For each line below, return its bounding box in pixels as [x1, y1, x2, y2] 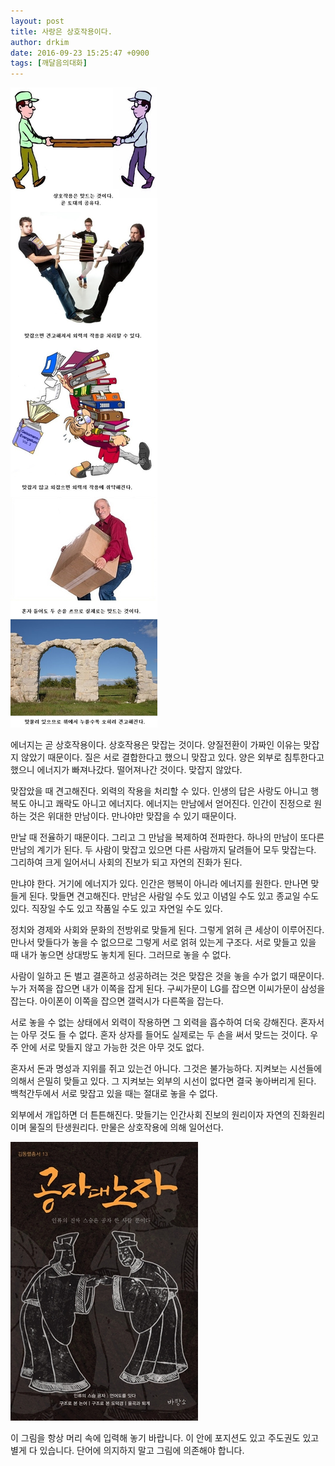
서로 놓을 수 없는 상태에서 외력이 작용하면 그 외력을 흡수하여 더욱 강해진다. [10, 1016, 298, 1029]
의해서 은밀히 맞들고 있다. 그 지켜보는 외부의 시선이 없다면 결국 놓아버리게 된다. [10, 1075, 317, 1087]
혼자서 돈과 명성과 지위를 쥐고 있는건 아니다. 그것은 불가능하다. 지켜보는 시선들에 [10, 1063, 323, 1075]
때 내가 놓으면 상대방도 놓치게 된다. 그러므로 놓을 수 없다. [10, 949, 232, 961]
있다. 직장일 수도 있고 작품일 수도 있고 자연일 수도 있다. [10, 903, 223, 915]
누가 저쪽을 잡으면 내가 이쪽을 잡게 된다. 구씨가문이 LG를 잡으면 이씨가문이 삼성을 [10, 983, 326, 995]
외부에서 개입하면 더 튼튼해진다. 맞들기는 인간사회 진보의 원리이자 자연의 [10, 1109, 291, 1121]
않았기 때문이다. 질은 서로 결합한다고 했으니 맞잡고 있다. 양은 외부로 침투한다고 [20, 751, 325, 764]
